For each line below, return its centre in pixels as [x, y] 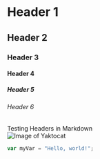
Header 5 [21, 89]
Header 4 [21, 74]
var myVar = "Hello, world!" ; [51, 148]
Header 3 [23, 57]
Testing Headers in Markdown [50, 128]
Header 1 [33, 12]
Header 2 [28, 38]
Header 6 [21, 107]
